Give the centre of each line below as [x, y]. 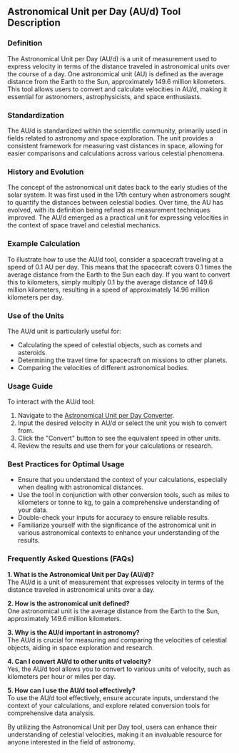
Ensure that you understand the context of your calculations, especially [122, 480]
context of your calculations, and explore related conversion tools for [109, 705]
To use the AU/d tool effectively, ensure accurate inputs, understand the [113, 697]
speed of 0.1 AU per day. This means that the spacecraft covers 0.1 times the [120, 267]
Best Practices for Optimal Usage [66, 464]
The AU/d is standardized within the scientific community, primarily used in [117, 130]
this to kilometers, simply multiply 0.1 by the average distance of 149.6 [110, 282]
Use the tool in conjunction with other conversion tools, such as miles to [123, 495]
